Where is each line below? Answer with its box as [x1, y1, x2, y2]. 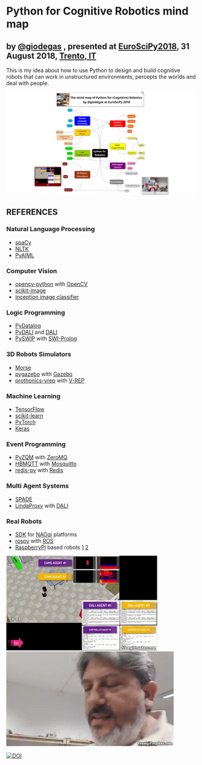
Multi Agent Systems [6, 482, 69, 490]
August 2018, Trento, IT [6, 50, 96, 61]
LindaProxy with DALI [14, 502, 68, 509]
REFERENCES [6, 207, 58, 217]
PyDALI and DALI [14, 329, 58, 336]
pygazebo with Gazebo [14, 370, 73, 378]
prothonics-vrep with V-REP [14, 376, 85, 384]
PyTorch [14, 419, 36, 426]
